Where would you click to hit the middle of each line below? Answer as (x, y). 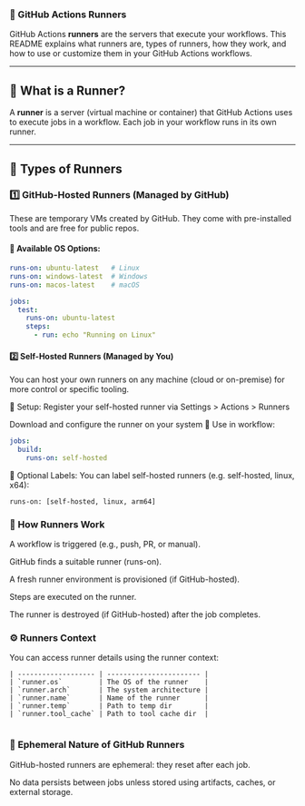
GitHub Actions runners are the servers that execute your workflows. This (148, 34)
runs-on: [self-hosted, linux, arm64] (83, 501)
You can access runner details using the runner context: (114, 658)
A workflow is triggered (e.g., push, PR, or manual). (105, 545)
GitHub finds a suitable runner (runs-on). (85, 562)
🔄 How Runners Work (57, 524)
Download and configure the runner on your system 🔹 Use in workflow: (142, 425)
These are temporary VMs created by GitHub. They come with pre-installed (151, 218)
